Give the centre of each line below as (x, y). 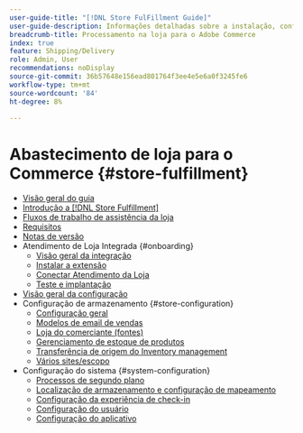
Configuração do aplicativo (86, 419)
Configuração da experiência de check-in (113, 400)
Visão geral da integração (84, 256)
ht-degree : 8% (36, 101)
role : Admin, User (44, 60)
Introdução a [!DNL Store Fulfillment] (91, 207)
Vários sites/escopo (73, 361)
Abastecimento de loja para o (121, 154)
